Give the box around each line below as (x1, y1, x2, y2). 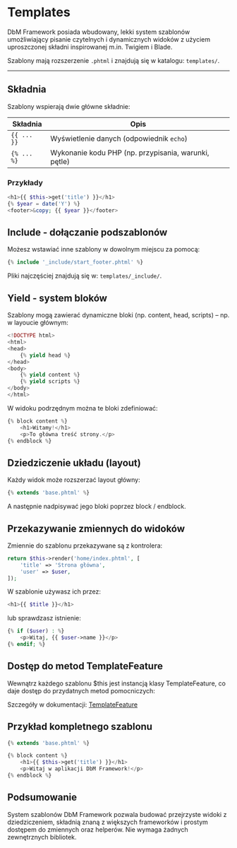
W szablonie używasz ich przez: (7, 587, 101, 596)
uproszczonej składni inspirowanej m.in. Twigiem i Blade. (7, 42, 173, 51)
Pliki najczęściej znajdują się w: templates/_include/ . (7, 271, 162, 280)
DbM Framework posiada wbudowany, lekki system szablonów (7, 28, 190, 36)
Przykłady (7, 177, 44, 187)
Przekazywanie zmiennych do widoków (7, 522, 186, 534)
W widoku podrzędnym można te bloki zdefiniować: (7, 404, 158, 412)
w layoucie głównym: (7, 319, 69, 327)
